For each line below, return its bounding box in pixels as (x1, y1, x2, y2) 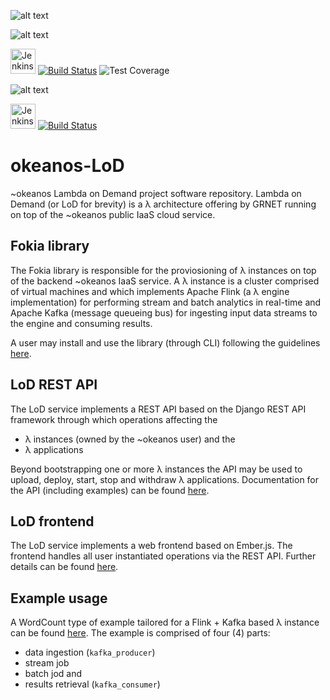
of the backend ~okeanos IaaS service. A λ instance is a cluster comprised (10, 275, 320, 287)
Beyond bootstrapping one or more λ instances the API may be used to (10, 463, 303, 475)
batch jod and (24, 668, 83, 680)
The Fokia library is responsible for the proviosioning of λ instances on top (10, 264, 317, 276)
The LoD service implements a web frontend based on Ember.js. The (10, 540, 293, 552)
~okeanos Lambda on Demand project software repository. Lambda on (10, 187, 302, 199)
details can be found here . (10, 561, 119, 573)
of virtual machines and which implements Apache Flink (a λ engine (10, 285, 290, 297)
